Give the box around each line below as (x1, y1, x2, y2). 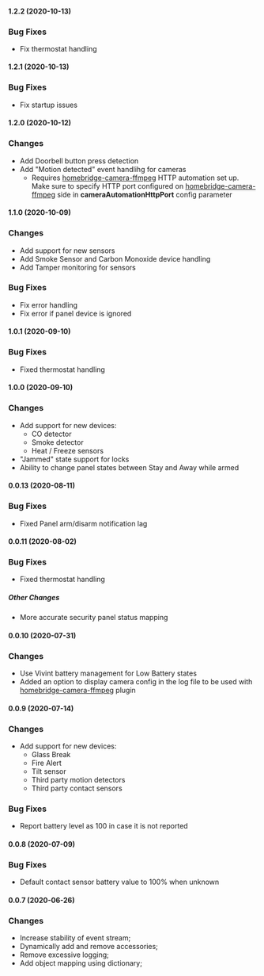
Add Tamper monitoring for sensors (19, 262, 137, 272)
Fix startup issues (19, 100, 77, 109)
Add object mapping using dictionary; (19, 959, 142, 968)
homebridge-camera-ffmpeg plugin (19, 686, 136, 695)
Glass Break (31, 750, 71, 760)
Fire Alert (31, 758, 62, 768)
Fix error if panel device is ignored (19, 308, 132, 318)
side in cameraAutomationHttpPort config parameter (56, 189, 233, 199)
